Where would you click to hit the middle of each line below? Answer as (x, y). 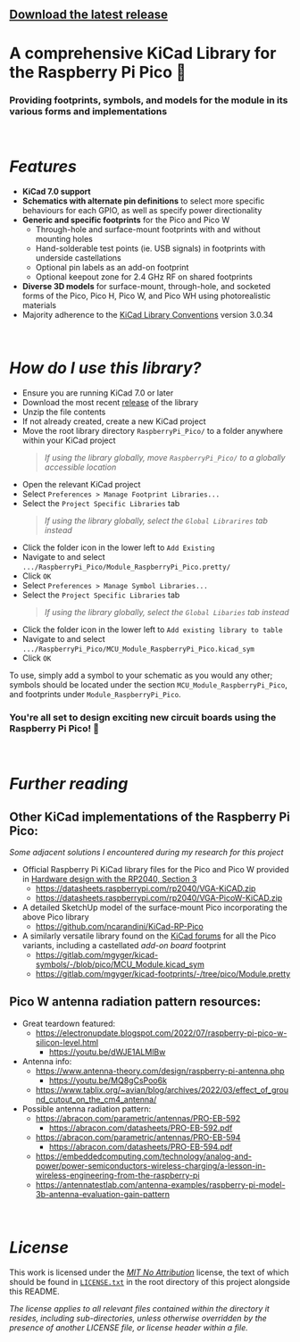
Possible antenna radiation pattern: (87, 1109)
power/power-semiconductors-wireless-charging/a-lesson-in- (150, 1165)
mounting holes (64, 238)
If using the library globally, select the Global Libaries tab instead (167, 612)
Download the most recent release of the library (110, 402)
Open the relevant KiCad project (81, 484)
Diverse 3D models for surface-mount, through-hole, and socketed (146, 286)
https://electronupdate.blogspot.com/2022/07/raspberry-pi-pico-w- (161, 1033)
